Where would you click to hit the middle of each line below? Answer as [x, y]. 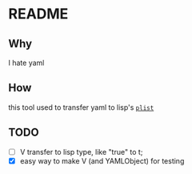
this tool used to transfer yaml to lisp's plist [81, 107]
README [38, 14]
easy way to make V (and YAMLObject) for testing [102, 160]
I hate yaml [26, 63]
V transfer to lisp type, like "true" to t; [81, 152]
